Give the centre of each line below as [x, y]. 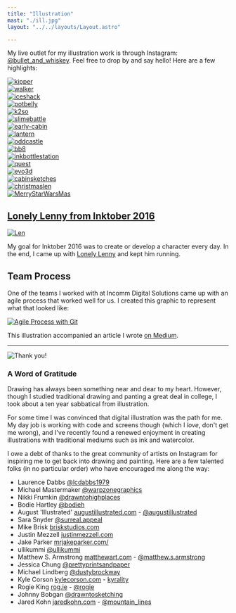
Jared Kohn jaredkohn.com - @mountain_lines [84, 602]
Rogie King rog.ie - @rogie [56, 587]
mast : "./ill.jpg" [34, 20]
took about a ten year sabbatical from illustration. [78, 404]
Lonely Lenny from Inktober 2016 [81, 216]
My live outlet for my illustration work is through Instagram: [92, 53]
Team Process [39, 276]
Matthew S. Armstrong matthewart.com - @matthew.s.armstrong [111, 557]
